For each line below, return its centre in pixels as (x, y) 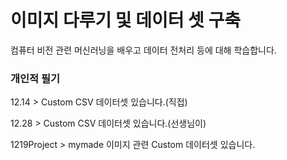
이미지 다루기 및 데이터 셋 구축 (126, 20)
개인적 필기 (35, 78)
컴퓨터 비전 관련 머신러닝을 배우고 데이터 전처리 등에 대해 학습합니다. (143, 50)
